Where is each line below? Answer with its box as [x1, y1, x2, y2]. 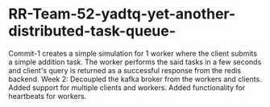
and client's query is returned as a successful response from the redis [8, 65, 242, 75]
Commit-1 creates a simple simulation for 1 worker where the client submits [8, 48, 258, 58]
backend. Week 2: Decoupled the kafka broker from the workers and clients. [8, 74, 262, 84]
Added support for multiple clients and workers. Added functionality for [8, 82, 246, 93]
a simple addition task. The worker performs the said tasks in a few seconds [8, 57, 262, 67]
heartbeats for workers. [8, 91, 87, 101]
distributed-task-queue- [8, 22, 176, 40]
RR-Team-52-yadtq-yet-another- [8, 5, 236, 23]
